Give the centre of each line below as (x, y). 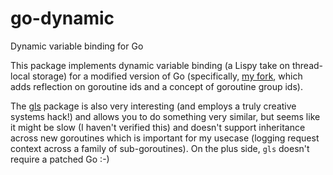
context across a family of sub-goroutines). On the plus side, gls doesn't (160, 148)
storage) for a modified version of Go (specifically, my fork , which (167, 76)
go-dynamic (62, 18)
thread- (307, 65)
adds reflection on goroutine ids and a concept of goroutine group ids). (156, 86)
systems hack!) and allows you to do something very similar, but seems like (165, 116)
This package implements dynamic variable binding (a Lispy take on (150, 65)
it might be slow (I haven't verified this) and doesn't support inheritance (158, 127)
